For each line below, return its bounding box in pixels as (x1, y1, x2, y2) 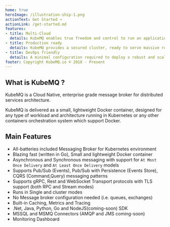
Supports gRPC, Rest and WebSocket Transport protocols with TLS (12, 178, 153, 184)
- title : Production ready (5, 41, 62, 46)
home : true (5, 7, 28, 13)
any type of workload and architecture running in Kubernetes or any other (5, 112, 159, 118)
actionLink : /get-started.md (5, 21, 67, 27)
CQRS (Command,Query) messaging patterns (12, 173, 108, 179)
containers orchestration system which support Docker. (5, 118, 121, 124)
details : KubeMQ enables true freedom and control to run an (10, 36, 142, 41)
